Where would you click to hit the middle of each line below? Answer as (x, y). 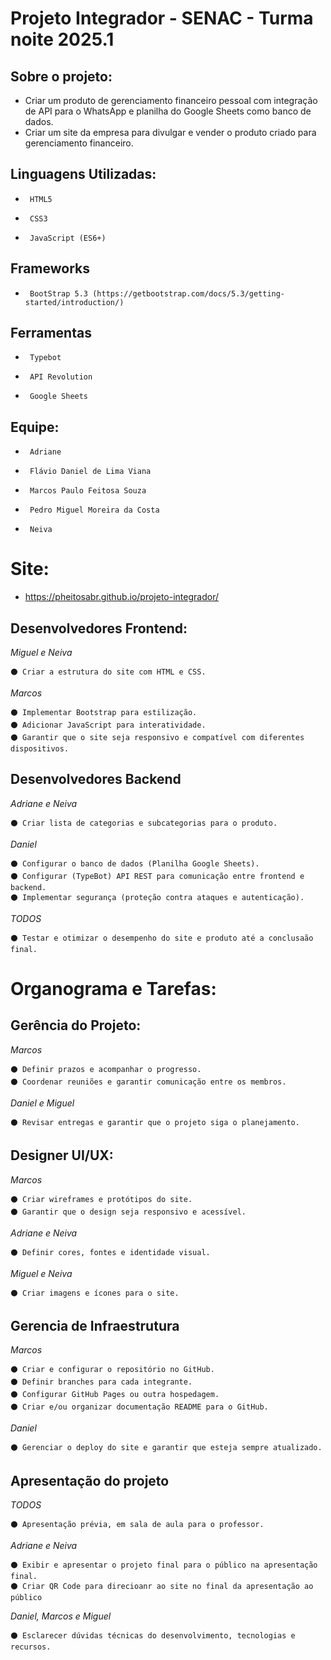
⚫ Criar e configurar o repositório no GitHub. (112, 1370)
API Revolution (61, 377)
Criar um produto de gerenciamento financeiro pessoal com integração (171, 100)
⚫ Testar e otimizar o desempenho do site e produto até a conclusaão (162, 938)
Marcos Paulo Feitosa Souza (88, 491)
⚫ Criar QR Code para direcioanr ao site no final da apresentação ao (162, 1587)
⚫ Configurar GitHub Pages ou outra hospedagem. (115, 1395)
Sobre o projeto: (61, 76)
